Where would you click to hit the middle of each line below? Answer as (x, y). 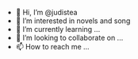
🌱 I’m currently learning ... (58, 29)
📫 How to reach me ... (52, 47)
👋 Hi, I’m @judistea (46, 12)
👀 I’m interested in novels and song (73, 21)
